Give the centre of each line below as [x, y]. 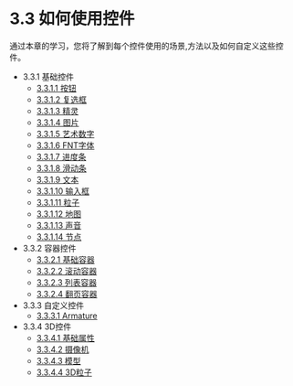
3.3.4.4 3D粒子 [64, 372]
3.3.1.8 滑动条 [61, 168]
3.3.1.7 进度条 [61, 156]
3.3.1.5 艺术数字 [65, 134]
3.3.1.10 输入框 [63, 191]
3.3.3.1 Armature [67, 316]
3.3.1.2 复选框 [61, 99]
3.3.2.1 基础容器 [65, 259]
